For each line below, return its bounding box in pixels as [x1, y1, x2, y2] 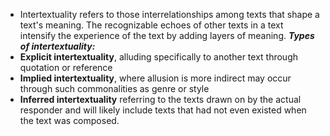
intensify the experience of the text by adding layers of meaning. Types [19, 30, 315, 41]
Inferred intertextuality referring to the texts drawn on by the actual [19, 94, 302, 105]
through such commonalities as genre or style [19, 83, 210, 94]
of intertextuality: [19, 40, 96, 52]
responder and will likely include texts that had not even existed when [19, 104, 307, 116]
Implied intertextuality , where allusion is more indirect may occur [19, 72, 292, 84]
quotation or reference [19, 62, 113, 73]
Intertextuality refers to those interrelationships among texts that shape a [19, 9, 320, 20]
